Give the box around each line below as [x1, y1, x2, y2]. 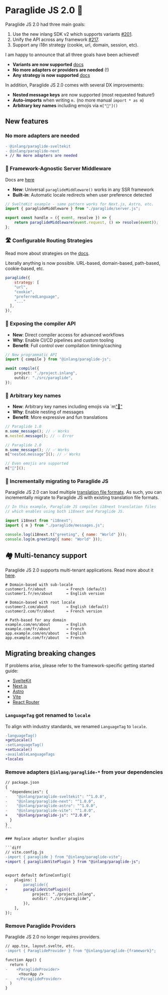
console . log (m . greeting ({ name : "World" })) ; [5, 537, 102, 542]
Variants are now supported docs [12, 61, 84, 67]
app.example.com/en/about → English [5, 631, 87, 636]
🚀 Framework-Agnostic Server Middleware [5, 165, 112, 172]
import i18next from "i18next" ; [5, 518, 73, 524]
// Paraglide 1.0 [5, 424, 42, 429]
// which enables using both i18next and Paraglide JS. [5, 509, 125, 514]
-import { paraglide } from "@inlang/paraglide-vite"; [5, 855, 123, 860]
